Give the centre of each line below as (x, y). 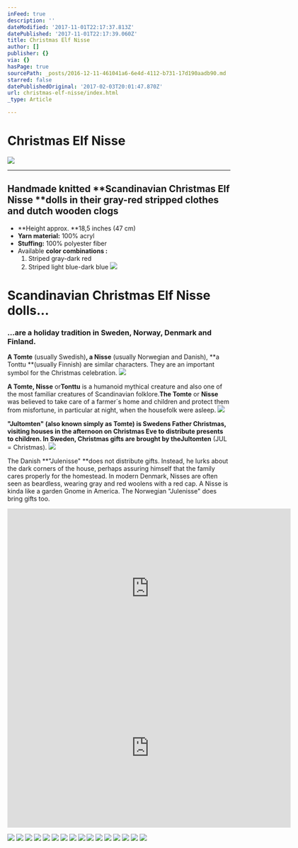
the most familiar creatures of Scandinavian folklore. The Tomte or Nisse (113, 394)
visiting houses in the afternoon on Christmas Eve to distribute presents (115, 431)
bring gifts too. (29, 499)
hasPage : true (28, 67)
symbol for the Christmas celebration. (62, 373)
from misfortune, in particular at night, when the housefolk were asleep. (112, 410)
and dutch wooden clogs (63, 211)
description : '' (31, 21)
